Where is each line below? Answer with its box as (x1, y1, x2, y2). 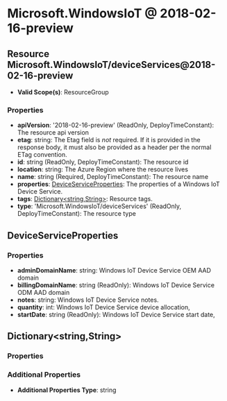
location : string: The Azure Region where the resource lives (17, 165, 189, 173)
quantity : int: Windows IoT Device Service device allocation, (17, 302, 191, 311)
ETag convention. (17, 151, 67, 159)
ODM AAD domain (17, 288, 70, 296)
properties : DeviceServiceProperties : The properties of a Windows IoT (17, 180, 220, 189)
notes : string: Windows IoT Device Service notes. (17, 296, 159, 304)
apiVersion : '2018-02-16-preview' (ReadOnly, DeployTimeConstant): (17, 121, 215, 130)
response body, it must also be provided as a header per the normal (17, 143, 212, 151)
